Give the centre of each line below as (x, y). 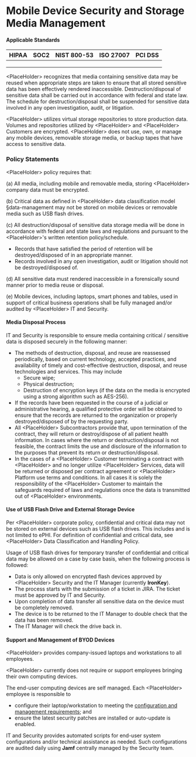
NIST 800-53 (74, 55)
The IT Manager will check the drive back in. (68, 626)
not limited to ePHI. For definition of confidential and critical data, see (90, 535)
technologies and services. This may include (68, 371)
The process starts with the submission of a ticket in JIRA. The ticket (97, 589)
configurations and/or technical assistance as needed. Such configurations (97, 742)
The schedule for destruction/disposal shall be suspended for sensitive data (98, 101)
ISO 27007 (114, 55)
